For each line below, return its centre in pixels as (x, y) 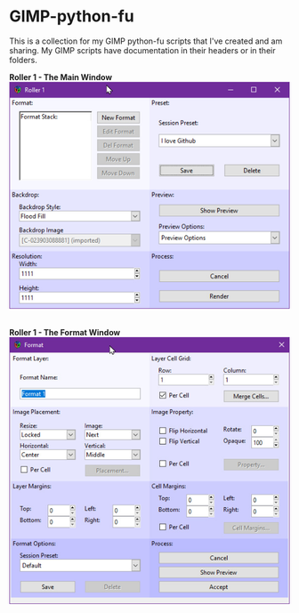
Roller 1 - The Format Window (65, 332)
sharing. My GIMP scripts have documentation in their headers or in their (142, 50)
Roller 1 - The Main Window (61, 77)
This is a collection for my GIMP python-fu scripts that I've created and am (146, 41)
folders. (23, 60)
